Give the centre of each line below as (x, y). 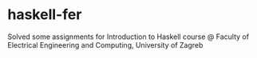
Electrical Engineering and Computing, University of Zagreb (105, 44)
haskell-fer (45, 15)
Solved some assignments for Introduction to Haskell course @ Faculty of (128, 37)
